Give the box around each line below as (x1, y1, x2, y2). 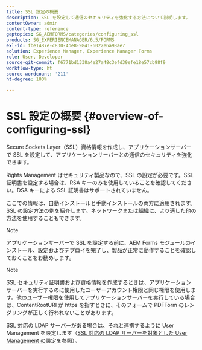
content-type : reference (6, 25, 69, 32)
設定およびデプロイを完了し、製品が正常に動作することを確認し (37, 247, 197, 254)
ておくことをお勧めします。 (6, 254, 75, 262)
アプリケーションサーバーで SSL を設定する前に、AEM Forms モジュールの (6, 239, 191, 247)
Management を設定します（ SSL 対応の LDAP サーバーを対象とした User (6, 329, 188, 337)
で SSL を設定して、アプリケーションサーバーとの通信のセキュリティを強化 (6, 151, 193, 158)
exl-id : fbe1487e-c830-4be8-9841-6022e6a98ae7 (6, 43, 125, 49)
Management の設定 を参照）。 (6, 337, 80, 345)
